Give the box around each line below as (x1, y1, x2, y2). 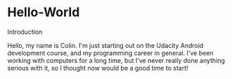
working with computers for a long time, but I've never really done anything (7, 56, 225, 64)
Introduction (7, 28, 43, 36)
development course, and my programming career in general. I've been (7, 49, 214, 57)
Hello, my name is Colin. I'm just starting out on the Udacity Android (7, 41, 204, 49)
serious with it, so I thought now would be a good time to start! (7, 63, 188, 72)
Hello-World (7, 4, 80, 20)
